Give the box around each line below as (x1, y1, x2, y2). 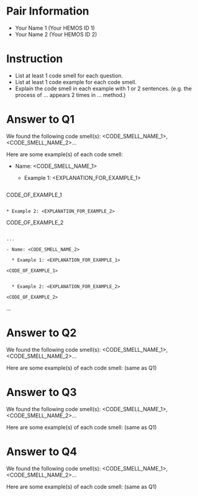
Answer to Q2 (6, 326, 77, 340)
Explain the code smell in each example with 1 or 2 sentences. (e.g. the (15, 85, 192, 92)
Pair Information (6, 4, 90, 18)
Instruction (6, 52, 63, 66)
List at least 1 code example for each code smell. (15, 78, 137, 85)
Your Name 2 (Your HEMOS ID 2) (15, 30, 97, 38)
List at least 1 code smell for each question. (15, 71, 123, 79)
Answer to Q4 (6, 445, 78, 458)
